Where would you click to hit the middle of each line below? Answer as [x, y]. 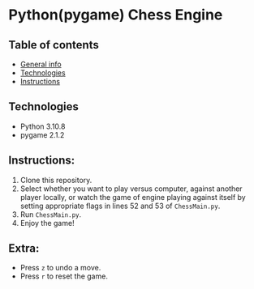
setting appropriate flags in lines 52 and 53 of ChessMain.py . [120, 206]
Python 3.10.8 [43, 126]
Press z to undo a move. [60, 268]
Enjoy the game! [47, 223]
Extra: [24, 249]
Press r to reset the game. [64, 276]
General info [41, 64]
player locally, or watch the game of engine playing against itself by [133, 197]
